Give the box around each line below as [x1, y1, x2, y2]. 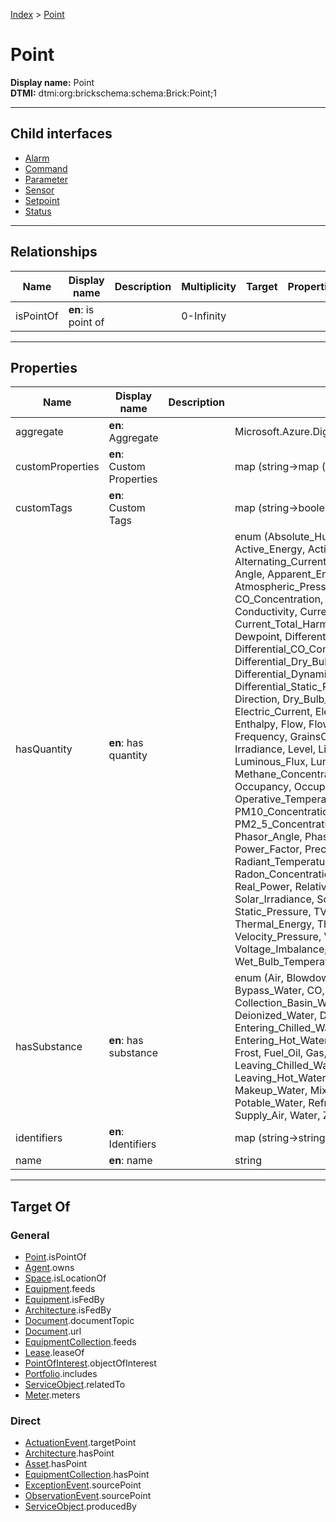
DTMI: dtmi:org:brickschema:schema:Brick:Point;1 [10, 87, 217, 99]
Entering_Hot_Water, [234, 1034, 332, 1048]
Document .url [24, 1325, 82, 1338]
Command [24, 162, 68, 174]
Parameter [24, 173, 69, 185]
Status [24, 205, 52, 217]
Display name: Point [10, 76, 95, 88]
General [10, 1228, 50, 1242]
